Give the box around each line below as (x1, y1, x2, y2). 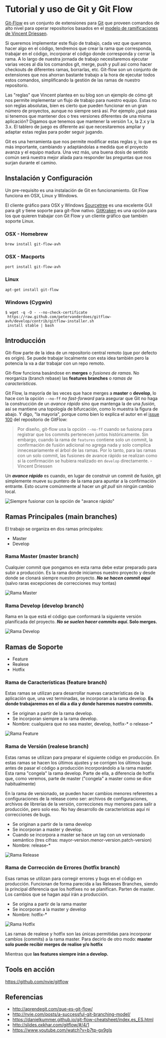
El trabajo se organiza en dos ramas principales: (5, 526, 104, 532)
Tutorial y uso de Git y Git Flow (5, 3, 133, 15)
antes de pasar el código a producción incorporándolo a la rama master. (5, 765, 153, 771)
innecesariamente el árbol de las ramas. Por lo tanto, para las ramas (17, 447, 156, 453)
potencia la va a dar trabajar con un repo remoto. (5, 360, 105, 366)
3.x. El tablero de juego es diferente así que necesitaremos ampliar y (5, 123, 145, 130)
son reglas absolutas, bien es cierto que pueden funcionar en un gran (5, 102, 148, 108)
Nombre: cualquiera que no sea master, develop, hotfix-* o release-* (12, 721, 153, 727)
